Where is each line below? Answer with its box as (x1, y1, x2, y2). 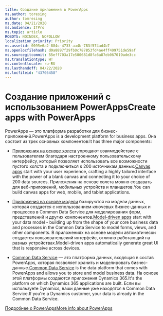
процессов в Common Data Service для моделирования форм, (12, 209, 142, 214)
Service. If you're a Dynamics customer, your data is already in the (12, 290, 145, 297)
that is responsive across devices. (12, 245, 81, 251)
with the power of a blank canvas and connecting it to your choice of (12, 174, 150, 179)
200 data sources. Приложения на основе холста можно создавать (12, 178, 152, 185)
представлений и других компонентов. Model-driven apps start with (12, 214, 152, 220)
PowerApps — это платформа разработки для (5, 128, 100, 134)
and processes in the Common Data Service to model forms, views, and (12, 224, 157, 230)
